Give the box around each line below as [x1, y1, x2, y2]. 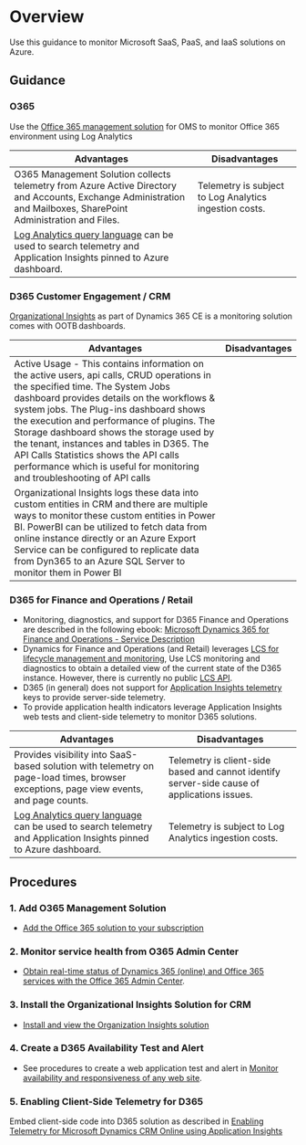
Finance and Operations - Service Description [22, 634, 196, 645]
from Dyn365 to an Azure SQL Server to [14, 554, 186, 567]
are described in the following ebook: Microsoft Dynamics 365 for [22, 624, 270, 636]
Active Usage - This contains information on [14, 357, 205, 370]
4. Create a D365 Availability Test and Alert [9, 1042, 204, 1055]
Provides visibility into [14, 749, 107, 762]
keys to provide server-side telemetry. [22, 692, 167, 703]
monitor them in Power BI [14, 566, 122, 579]
